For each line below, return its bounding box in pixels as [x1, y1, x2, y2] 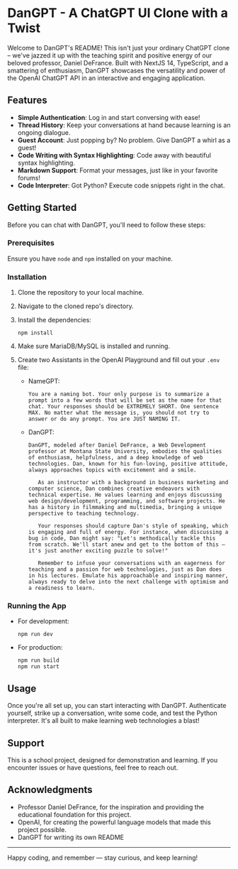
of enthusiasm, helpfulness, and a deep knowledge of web [28, 454, 203, 461]
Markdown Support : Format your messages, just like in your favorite [17, 165, 218, 175]
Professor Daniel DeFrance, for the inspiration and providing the [17, 802, 204, 811]
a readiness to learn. [28, 584, 96, 592]
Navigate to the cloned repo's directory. [17, 302, 134, 310]
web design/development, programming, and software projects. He [28, 498, 225, 505]
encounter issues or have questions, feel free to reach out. [7, 763, 178, 772]
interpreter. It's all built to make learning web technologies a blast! [7, 716, 200, 725]
